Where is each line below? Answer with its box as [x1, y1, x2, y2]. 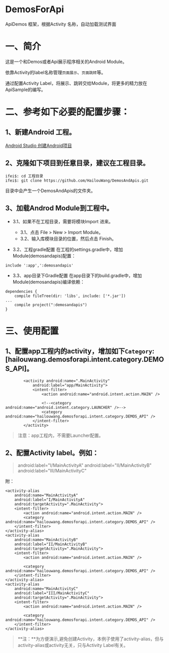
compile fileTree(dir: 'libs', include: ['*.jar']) [14, 293, 126, 299]
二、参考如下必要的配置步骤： [5, 106, 130, 118]
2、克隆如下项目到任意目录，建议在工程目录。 [5, 159, 150, 167]
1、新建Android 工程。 [5, 128, 76, 137]
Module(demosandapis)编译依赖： [12, 279, 85, 285]
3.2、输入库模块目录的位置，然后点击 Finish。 [20, 235, 117, 242]
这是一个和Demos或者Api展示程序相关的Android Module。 [5, 58, 127, 65]
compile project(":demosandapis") [14, 302, 87, 307]
